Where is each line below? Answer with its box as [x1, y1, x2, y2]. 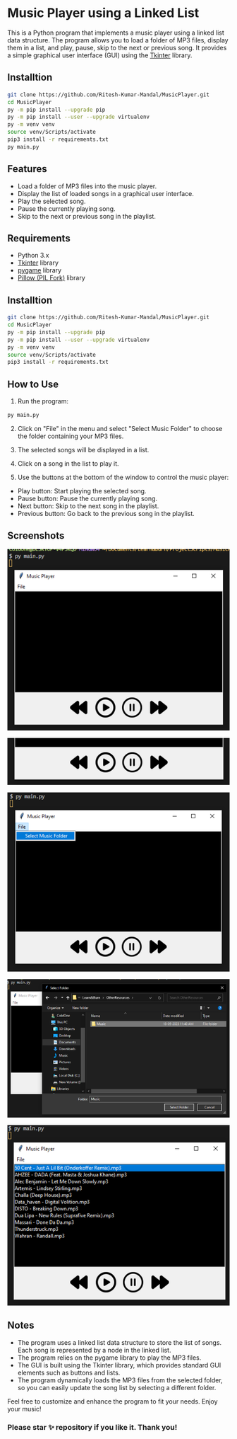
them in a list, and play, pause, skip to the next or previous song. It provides [7, 43, 227, 52]
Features [7, 163, 47, 175]
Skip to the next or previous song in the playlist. [17, 212, 157, 220]
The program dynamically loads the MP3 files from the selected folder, [17, 1375, 224, 1384]
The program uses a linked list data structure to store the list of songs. [17, 1338, 222, 1346]
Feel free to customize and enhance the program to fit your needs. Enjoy [7, 1397, 218, 1406]
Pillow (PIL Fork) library [17, 274, 86, 282]
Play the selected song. [17, 197, 86, 205]
